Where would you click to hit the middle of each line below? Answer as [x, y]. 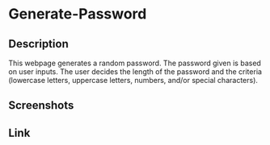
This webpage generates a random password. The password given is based [135, 63]
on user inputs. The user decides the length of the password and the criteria [135, 72]
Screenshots [41, 106]
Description [38, 44]
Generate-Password [78, 14]
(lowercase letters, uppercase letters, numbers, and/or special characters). [133, 80]
